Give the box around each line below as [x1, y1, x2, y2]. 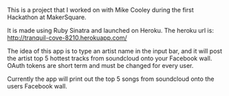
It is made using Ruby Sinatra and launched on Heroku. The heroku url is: [7, 27, 215, 34]
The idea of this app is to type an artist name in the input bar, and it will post [7, 47, 222, 55]
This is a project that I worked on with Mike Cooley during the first [7, 6, 194, 14]
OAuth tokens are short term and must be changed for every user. [7, 62, 194, 69]
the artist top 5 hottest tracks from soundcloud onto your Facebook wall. [7, 54, 212, 62]
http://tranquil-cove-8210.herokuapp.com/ [7, 34, 127, 42]
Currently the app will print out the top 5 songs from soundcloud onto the [7, 75, 215, 83]
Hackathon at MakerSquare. [7, 13, 87, 21]
